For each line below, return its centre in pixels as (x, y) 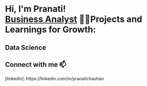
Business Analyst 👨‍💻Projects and (74, 19)
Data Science (26, 47)
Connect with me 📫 (36, 64)
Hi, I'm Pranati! (36, 9)
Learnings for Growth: (51, 30)
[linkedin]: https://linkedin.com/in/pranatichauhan (55, 79)
